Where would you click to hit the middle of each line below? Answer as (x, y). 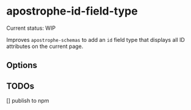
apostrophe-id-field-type (72, 11)
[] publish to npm (28, 101)
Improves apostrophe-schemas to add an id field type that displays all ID (95, 40)
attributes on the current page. (45, 46)
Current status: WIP (31, 28)
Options (22, 65)
